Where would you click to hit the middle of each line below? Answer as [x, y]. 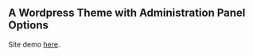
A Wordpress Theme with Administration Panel [127, 13]
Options [29, 26]
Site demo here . [34, 44]
